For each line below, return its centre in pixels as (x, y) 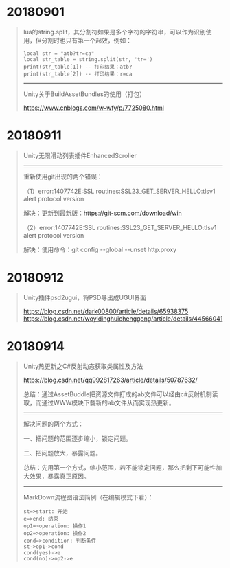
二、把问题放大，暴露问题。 (62, 453)
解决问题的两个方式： (53, 424)
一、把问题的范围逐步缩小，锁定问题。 (77, 438)
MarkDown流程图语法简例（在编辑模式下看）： (88, 497)
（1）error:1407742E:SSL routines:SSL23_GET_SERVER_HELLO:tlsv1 (119, 191)
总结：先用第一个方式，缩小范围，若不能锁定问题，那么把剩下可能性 (119, 467)
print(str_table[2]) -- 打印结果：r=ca (78, 74)
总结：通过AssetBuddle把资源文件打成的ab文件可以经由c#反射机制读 (120, 394)
